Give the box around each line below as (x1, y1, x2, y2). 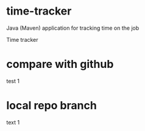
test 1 (6, 77, 20, 84)
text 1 (6, 118, 20, 126)
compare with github (6, 58, 114, 71)
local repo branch (6, 99, 97, 113)
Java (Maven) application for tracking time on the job (6, 24, 140, 32)
